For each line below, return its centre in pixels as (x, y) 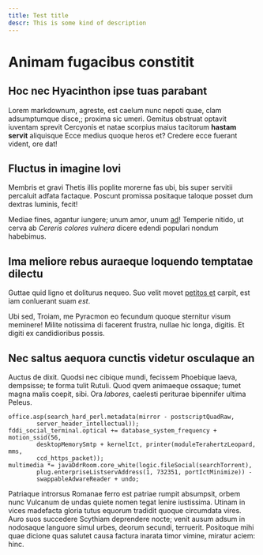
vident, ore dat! (33, 144)
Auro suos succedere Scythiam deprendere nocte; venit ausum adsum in (127, 519)
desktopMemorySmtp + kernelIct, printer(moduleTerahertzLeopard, (147, 444)
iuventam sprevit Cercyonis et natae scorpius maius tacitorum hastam (122, 126)
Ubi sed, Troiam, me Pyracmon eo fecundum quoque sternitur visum (120, 316)
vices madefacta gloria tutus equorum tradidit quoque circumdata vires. (125, 510)
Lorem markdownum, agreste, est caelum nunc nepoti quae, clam (115, 110)
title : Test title (38, 15)
